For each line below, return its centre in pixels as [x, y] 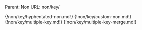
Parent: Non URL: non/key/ [32, 7]
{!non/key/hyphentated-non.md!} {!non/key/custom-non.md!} [68, 17]
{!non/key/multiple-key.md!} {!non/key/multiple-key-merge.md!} [71, 22]
